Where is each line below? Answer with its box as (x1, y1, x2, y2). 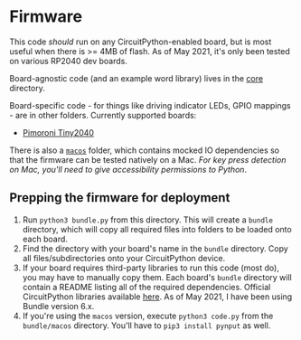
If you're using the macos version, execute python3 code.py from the (22, 310, 274, 321)
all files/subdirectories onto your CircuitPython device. (22, 252, 226, 263)
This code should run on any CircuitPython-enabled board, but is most (9, 36, 272, 47)
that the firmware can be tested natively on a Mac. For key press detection (9, 154, 287, 165)
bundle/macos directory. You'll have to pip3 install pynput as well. (22, 319, 271, 331)
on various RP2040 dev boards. (9, 55, 128, 66)
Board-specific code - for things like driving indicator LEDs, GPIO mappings (9, 99, 291, 110)
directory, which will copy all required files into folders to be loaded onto (22, 223, 292, 234)
